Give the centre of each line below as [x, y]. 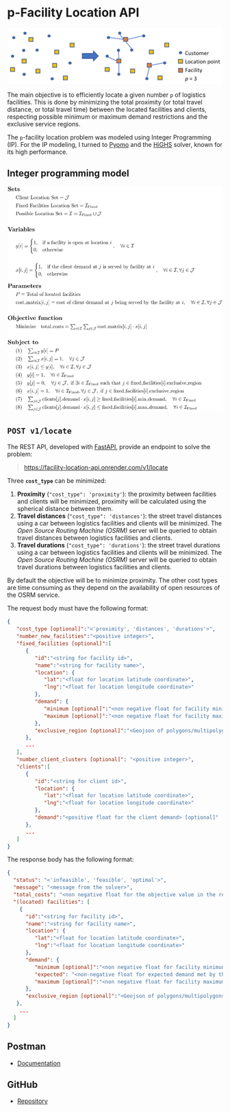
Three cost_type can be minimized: [57, 481]
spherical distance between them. [65, 509]
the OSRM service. [34, 595]
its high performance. [38, 152]
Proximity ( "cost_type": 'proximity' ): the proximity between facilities [117, 494]
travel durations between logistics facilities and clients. [94, 567]
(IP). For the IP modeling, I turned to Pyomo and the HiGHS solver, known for [115, 144]
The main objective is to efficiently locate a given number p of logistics [106, 95]
